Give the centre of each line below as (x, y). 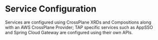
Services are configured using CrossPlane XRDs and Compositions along (78, 22)
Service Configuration (51, 9)
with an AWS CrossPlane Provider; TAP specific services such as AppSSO (79, 27)
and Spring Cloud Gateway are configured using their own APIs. (69, 32)
